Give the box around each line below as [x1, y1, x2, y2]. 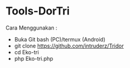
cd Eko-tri [14, 48, 40, 55]
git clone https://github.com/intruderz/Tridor [14, 42, 124, 49]
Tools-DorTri [5, 4, 70, 18]
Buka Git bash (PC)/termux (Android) [14, 36, 106, 43]
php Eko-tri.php [14, 55, 53, 62]
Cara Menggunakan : [5, 24, 58, 31]
